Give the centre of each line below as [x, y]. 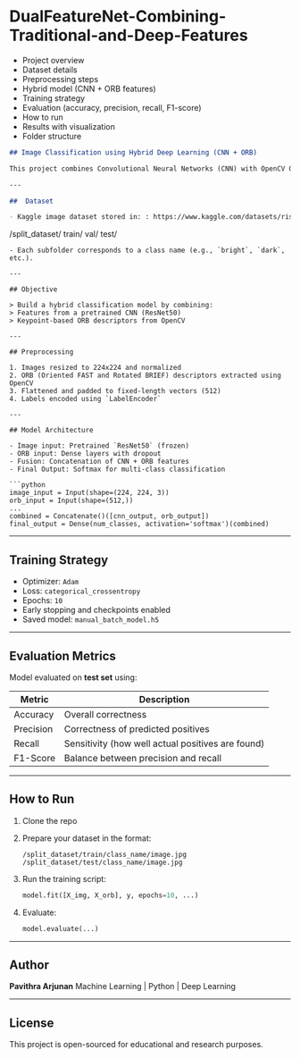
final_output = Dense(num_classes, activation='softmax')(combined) [139, 525]
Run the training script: [64, 878]
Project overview [53, 60]
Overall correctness [105, 714]
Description [164, 699]
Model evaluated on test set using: [73, 677]
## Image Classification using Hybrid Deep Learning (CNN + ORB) [133, 152]
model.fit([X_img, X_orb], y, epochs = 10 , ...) [110, 895]
